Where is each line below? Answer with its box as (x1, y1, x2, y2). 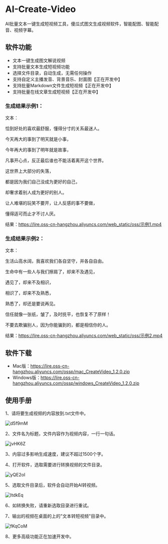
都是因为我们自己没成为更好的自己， (5, 179, 80, 185)
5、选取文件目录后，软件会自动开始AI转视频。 (5, 482, 100, 488)
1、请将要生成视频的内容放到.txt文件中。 (5, 410, 89, 416)
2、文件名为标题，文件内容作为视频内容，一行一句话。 (5, 430, 118, 437)
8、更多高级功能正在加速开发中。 (5, 533, 74, 539)
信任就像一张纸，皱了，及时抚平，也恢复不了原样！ (5, 311, 111, 317)
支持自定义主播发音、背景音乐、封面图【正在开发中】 (12, 76, 123, 82)
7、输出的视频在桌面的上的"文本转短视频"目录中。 (5, 513, 109, 519)
